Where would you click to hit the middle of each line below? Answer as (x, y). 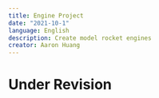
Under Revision (60, 85)
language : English (39, 30)
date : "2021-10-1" (39, 23)
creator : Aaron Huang (44, 45)
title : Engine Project (46, 16)
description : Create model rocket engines (80, 38)
